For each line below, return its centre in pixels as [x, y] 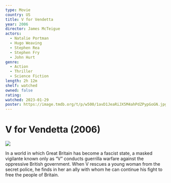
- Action [19, 67]
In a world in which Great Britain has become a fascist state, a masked [79, 154]
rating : [13, 95]
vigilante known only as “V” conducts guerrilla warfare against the [75, 159]
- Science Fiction [30, 76]
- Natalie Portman [30, 39]
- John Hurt [23, 57]
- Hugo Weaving [26, 43]
